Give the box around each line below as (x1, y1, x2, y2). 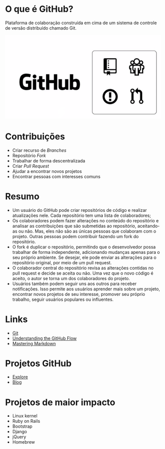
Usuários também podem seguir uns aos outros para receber (12, 281, 137, 286)
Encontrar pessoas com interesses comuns (12, 173, 101, 179)
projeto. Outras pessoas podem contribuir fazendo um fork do (12, 233, 139, 239)
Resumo (5, 191, 40, 202)
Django (12, 429, 27, 435)
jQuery (12, 434, 26, 440)
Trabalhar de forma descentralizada (12, 158, 85, 163)
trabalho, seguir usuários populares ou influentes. (12, 296, 114, 302)
